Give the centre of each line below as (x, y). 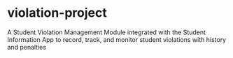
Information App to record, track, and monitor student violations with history (116, 39)
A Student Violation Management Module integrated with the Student (107, 32)
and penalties (27, 47)
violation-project (57, 13)
